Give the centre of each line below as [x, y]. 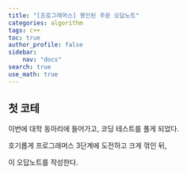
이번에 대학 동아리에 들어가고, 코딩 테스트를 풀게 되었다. [94, 129]
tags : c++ [25, 30]
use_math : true [33, 74]
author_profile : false [46, 45]
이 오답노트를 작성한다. [43, 162]
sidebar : [23, 52]
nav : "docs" [42, 60]
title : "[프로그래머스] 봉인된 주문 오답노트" [74, 15]
